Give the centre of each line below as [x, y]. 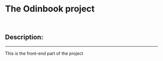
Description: [24, 37]
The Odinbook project [50, 9]
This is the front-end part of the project [44, 53]
